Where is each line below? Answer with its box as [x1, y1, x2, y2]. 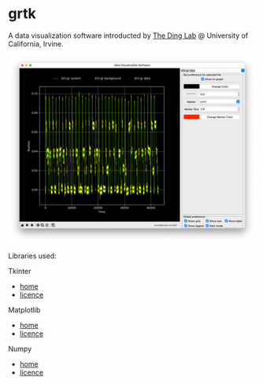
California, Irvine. [8, 39, 64, 48]
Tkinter [8, 266, 31, 275]
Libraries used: [8, 251, 57, 260]
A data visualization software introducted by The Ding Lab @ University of [8, 31, 249, 40]
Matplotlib [8, 305, 41, 315]
